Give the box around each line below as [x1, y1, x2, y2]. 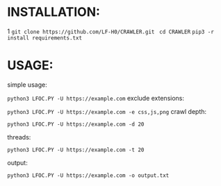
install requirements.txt [7, 34, 82, 42]
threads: [7, 133, 31, 141]
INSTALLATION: [7, 4, 101, 20]
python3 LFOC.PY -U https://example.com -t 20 [7, 146, 145, 153]
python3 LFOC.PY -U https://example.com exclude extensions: [7, 94, 185, 102]
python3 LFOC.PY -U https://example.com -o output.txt [7, 171, 170, 179]
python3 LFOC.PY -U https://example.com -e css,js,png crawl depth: [7, 107, 207, 115]
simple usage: [7, 81, 47, 89]
